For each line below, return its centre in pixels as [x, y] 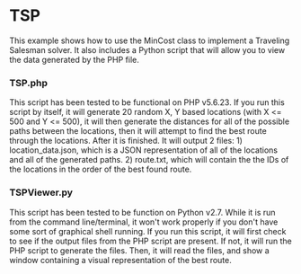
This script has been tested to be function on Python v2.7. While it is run [142, 212]
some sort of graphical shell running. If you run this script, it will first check [148, 231]
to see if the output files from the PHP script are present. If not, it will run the [150, 241]
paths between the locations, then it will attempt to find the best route [138, 131]
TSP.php [28, 83]
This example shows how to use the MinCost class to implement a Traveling [150, 40]
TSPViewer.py [41, 192]
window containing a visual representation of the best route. [120, 260]
